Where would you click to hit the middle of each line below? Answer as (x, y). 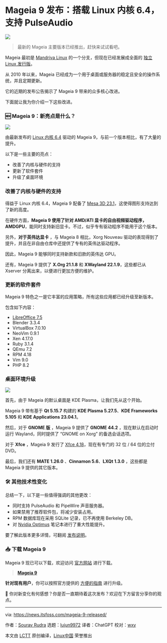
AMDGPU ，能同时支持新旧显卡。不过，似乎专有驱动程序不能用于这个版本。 (83, 226)
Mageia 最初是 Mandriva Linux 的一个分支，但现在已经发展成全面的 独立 (79, 57)
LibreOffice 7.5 (27, 317)
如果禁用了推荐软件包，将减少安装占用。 (54, 512)
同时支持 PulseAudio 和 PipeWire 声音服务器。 (59, 506)
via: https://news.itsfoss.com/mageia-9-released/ (56, 615)
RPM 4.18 (22, 354)
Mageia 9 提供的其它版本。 (33, 468)
